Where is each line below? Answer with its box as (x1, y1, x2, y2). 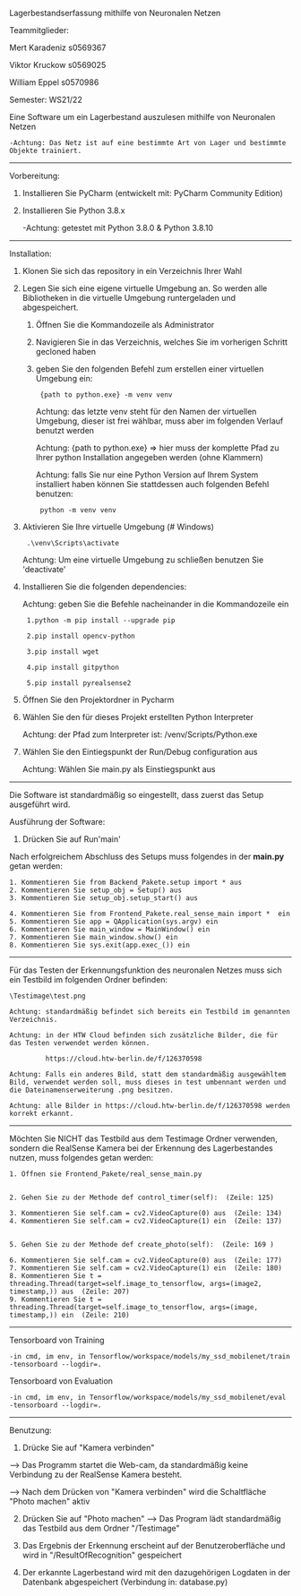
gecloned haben (35, 347, 97, 356)
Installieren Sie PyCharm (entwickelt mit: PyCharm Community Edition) (21, 188, 284, 198)
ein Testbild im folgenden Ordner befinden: (9, 974, 168, 984)
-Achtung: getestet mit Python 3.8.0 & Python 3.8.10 (21, 223, 213, 233)
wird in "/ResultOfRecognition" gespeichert (21, 1549, 182, 1560)
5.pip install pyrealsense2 (26, 679, 132, 688)
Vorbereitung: (9, 170, 60, 181)
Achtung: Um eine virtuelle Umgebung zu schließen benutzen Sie (21, 554, 264, 565)
